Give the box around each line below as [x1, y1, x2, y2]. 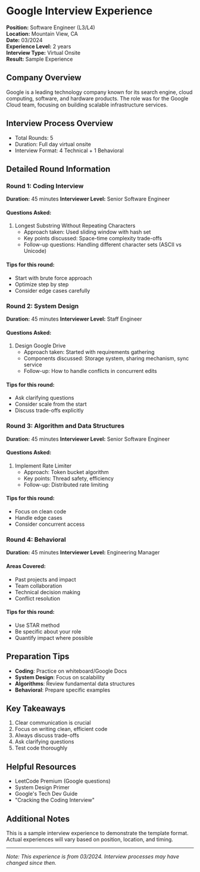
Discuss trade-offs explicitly [14, 407, 84, 414]
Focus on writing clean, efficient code [14, 726, 108, 733]
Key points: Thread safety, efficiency [23, 475, 114, 482]
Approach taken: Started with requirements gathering [23, 349, 155, 356]
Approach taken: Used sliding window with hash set [23, 228, 151, 236]
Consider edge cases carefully [14, 287, 90, 294]
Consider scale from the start [14, 400, 87, 408]
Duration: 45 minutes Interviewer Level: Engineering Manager [6, 549, 160, 556]
